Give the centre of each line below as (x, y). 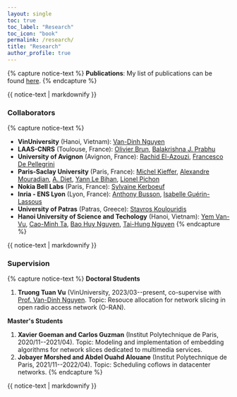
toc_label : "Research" (41, 27)
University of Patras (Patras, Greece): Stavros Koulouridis (102, 209)
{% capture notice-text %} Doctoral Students (74, 279)
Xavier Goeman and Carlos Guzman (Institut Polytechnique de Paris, (118, 335)
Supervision (29, 264)
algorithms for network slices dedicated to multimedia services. (110, 350)
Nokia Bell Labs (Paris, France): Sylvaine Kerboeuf (91, 187)
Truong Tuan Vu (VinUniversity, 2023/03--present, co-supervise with (119, 293)
